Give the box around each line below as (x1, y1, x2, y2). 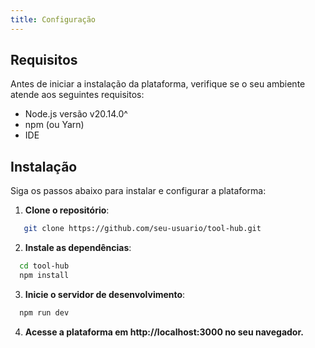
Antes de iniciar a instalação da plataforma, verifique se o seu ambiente (10, 78, 306, 90)
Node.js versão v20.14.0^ (24, 108, 128, 120)
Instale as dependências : (24, 242, 132, 254)
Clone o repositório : (24, 204, 110, 216)
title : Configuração (10, 14, 97, 25)
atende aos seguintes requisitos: (10, 89, 145, 101)
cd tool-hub (19, 261, 70, 271)
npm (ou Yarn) (24, 119, 85, 131)
